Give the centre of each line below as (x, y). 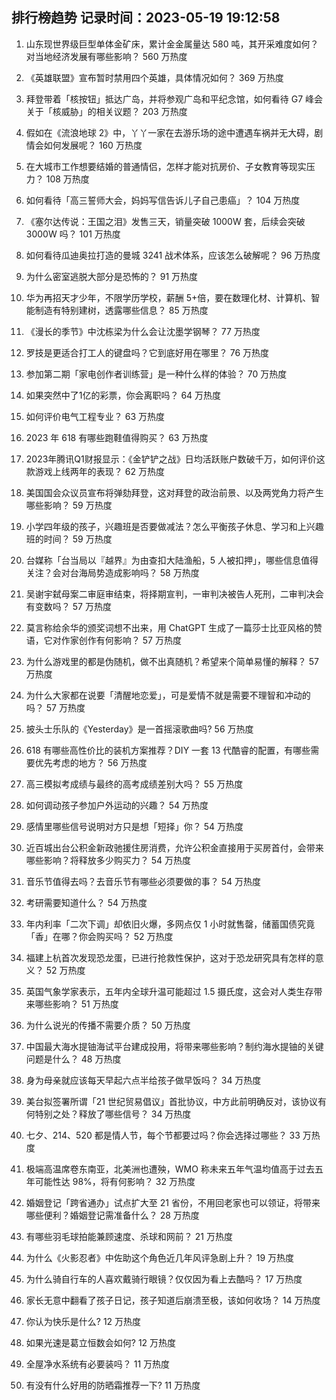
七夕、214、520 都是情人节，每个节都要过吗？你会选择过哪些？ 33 (163, 1135)
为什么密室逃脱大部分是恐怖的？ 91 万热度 (112, 276)
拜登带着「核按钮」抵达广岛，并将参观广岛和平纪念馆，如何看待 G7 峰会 (174, 99)
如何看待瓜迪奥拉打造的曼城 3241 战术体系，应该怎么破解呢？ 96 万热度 (173, 255)
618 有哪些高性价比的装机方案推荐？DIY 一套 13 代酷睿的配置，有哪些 (168, 750)
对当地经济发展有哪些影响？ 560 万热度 (106, 56)
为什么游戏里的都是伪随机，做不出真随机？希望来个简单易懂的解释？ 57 (172, 661)
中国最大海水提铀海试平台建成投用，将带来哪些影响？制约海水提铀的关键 (174, 1046)
